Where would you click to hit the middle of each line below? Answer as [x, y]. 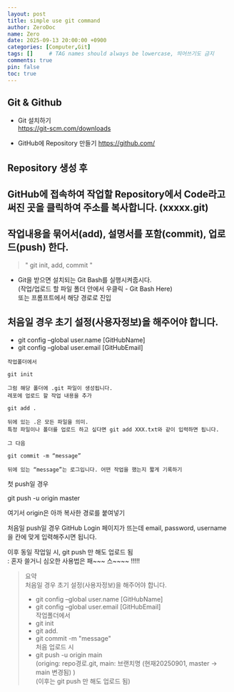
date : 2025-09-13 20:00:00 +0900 [57, 41]
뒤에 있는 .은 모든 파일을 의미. [48, 422]
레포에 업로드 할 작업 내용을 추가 [50, 396]
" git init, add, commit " [58, 265]
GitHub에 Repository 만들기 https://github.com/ [86, 143]
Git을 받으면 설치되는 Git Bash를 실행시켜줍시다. [85, 279]
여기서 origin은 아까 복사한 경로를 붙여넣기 [66, 512]
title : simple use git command [54, 21]
